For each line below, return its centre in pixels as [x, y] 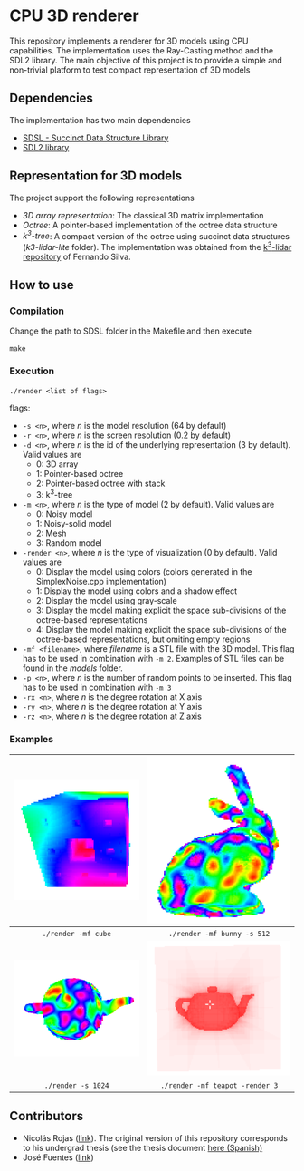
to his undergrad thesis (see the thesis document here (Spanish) [142, 1147]
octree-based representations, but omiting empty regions [143, 639]
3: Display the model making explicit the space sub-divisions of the [161, 610]
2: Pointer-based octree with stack [100, 483]
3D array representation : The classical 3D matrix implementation [143, 215]
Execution [32, 371]
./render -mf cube [76, 934]
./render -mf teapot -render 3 [219, 1086]
